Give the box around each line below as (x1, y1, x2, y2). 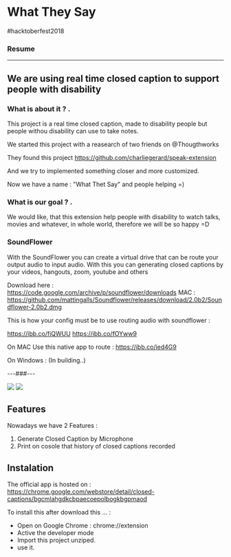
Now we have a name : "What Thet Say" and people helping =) (7, 180, 185, 188)
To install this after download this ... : (7, 508, 111, 516)
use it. (16, 543, 35, 552)
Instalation (7, 462, 54, 474)
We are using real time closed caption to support (7, 73, 220, 84)
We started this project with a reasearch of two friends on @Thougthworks (7, 140, 219, 148)
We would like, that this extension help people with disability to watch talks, (7, 213, 221, 221)
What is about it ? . (7, 104, 71, 113)
